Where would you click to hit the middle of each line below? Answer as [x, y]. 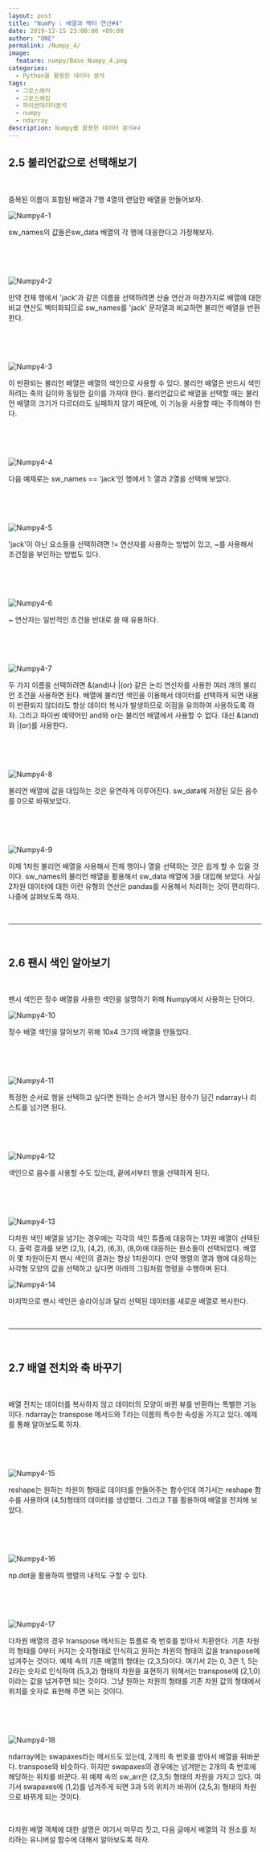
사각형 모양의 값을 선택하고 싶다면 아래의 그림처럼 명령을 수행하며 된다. [119, 1268]
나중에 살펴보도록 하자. [44, 896]
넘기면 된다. [48, 1107]
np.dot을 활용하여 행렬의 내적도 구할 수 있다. [78, 1576]
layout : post [30, 16]
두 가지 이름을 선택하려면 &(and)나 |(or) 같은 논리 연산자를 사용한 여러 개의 [125, 684]
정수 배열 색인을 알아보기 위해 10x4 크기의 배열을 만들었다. [100, 1032]
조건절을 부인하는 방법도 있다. [55, 554]
